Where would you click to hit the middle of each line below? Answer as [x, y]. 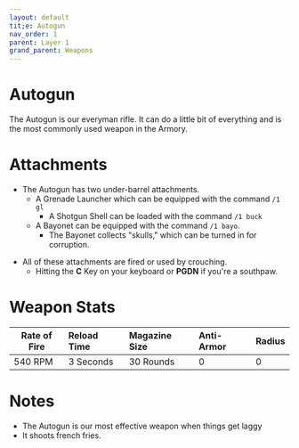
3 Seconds [91, 362]
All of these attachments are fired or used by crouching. [125, 262]
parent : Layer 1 [39, 42]
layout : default [39, 17]
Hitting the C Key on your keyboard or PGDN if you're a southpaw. [157, 271]
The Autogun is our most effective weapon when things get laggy [142, 426]
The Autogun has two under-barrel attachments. [111, 189]
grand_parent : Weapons [51, 51]
